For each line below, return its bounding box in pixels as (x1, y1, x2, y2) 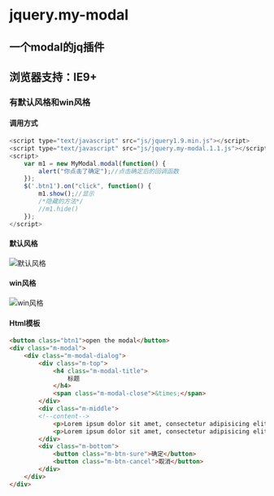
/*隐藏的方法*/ (38, 198, 84, 206)
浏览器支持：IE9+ (9, 70, 98, 84)
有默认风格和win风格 (9, 96, 91, 107)
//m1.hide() (38, 205, 80, 213)
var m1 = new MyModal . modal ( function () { (24, 159, 166, 168)
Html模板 (9, 318, 41, 328)
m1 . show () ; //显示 (38, 189, 95, 198)
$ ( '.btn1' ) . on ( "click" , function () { (24, 182, 152, 190)
